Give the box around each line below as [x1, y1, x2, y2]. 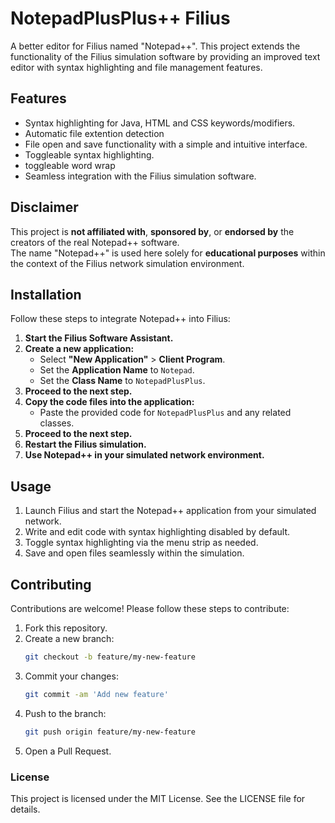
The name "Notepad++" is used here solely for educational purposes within [10, 247, 326, 259]
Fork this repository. [24, 622, 108, 634]
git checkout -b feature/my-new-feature [24, 652, 196, 662]
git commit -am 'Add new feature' [24, 689, 169, 699]
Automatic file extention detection [24, 127, 165, 139]
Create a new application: [24, 343, 135, 355]
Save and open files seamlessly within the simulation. [24, 547, 245, 559]
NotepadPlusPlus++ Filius [10, 7, 231, 30]
